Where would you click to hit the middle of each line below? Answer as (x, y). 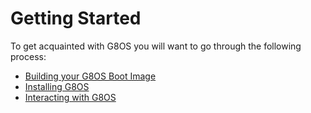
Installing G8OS (57, 86)
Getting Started (76, 18)
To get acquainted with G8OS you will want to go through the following (156, 46)
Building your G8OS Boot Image (90, 76)
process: (28, 56)
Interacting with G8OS (70, 97)
